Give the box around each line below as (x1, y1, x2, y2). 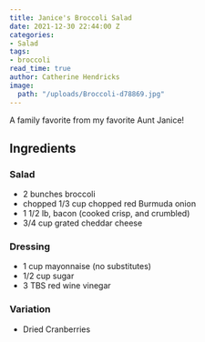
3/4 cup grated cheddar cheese (22, 217, 143, 228)
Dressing (9, 240, 51, 253)
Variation (9, 303, 52, 316)
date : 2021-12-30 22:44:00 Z (9, 22, 120, 31)
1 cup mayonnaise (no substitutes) (22, 261, 152, 272)
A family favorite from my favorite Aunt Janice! (9, 115, 185, 126)
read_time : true (9, 65, 71, 74)
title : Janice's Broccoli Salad (9, 13, 132, 23)
